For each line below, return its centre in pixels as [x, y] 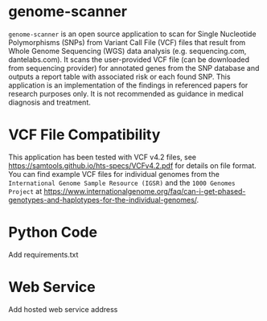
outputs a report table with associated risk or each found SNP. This [119, 76]
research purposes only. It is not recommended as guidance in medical [126, 93]
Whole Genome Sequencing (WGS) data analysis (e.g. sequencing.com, [127, 51]
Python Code [53, 233]
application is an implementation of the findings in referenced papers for [128, 85]
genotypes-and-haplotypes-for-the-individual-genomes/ [103, 200]
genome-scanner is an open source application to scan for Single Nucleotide [132, 34]
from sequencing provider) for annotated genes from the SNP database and [134, 68]
